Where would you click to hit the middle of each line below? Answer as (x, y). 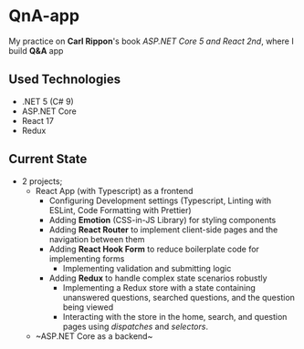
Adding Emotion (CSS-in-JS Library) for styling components (162, 220)
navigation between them (97, 239)
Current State (48, 159)
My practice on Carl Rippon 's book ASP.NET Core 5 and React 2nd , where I (151, 41)
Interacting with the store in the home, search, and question (175, 316)
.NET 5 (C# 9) (47, 101)
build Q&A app (36, 50)
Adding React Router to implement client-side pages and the (163, 230)
